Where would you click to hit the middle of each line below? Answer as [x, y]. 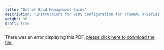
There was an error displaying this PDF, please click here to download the [80, 37]
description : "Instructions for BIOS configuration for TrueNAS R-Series [82, 14]
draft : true [17, 23]
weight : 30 [16, 19]
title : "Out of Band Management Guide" [46, 10]
